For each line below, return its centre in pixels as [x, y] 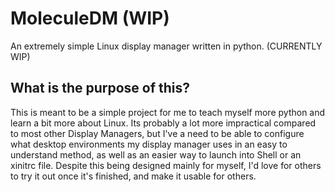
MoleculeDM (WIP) [90, 18]
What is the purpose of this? [100, 88]
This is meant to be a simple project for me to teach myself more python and [168, 112]
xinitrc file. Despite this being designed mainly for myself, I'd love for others [166, 165]
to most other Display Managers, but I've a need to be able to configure [157, 133]
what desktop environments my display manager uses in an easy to [149, 144]
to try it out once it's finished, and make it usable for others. [133, 176]
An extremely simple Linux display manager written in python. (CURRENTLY [166, 46]
